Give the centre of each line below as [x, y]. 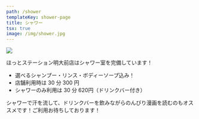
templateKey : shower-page [38, 17]
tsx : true [19, 28]
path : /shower [24, 12]
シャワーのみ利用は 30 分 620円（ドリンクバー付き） [80, 90]
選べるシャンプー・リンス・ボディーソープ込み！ [75, 76]
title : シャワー [25, 23]
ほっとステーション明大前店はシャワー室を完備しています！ [79, 62]
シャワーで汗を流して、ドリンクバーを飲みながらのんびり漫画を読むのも [95, 103]
